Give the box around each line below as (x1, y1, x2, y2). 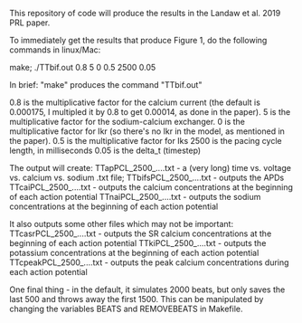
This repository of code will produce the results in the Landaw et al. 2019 (9, 8, 281, 18)
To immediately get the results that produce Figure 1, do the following (9, 35, 268, 45)
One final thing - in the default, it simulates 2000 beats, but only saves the (9, 284, 286, 295)
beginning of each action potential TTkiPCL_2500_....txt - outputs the (9, 238, 267, 248)
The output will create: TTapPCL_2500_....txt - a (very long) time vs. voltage (9, 163, 292, 173)
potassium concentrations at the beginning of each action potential (9, 248, 260, 258)
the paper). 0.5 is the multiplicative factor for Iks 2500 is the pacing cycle (9, 136, 282, 146)
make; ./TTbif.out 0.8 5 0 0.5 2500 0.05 (9, 62, 156, 72)
